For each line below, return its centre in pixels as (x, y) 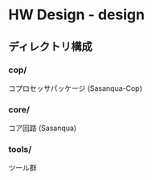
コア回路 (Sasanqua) (43, 128)
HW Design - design (76, 15)
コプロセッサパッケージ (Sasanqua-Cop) (76, 88)
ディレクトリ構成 (50, 46)
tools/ (20, 149)
